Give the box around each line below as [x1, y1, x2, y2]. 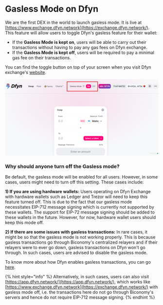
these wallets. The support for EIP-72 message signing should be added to [5, 209, 155, 215]
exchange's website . [5, 69, 47, 75]
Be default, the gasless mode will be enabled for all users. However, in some [5, 174, 158, 180]
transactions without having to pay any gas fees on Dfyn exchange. [12, 44, 147, 50]
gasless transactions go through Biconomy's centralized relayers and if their [5, 239, 158, 245]
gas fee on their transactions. [12, 54, 72, 60]
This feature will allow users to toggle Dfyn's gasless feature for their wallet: [5, 30, 158, 36]
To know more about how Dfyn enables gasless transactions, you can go [5, 259, 151, 265]
